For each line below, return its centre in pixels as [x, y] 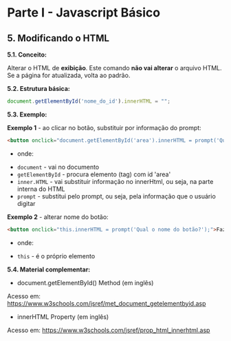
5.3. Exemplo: [27, 114]
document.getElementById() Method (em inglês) [85, 282]
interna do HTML [41, 189]
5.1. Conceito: [27, 54]
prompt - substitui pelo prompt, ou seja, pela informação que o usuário [117, 196]
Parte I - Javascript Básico [84, 13]
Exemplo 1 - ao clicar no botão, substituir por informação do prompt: [104, 127]
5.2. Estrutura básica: [39, 89]
